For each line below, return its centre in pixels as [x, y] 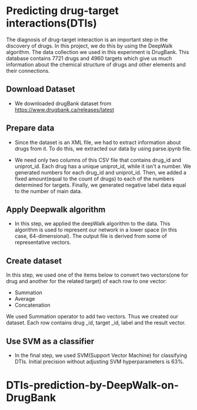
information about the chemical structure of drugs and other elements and [96, 64]
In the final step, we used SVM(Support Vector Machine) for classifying [101, 355]
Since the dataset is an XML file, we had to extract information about [98, 142]
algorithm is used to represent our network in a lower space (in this [96, 230]
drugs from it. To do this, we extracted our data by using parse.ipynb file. [103, 149]
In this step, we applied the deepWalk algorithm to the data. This [92, 224]
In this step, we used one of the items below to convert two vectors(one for [97, 275]
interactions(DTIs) [51, 23]
